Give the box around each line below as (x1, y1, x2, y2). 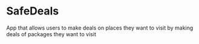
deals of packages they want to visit (6, 30, 97, 37)
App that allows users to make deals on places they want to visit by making (6, 24, 194, 31)
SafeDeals (6, 4, 59, 18)
